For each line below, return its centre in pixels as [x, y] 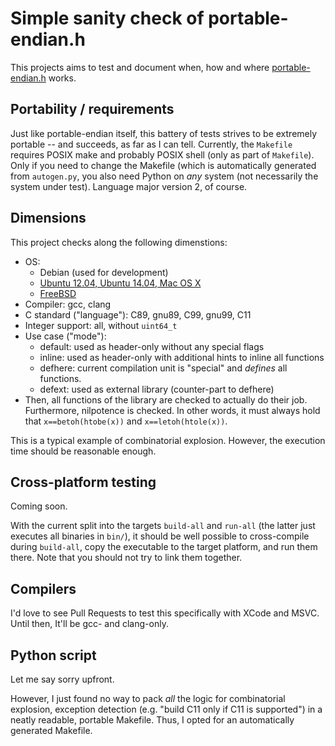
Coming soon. [39, 506]
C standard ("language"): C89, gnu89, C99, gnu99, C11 [138, 314]
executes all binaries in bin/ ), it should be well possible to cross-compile [160, 536]
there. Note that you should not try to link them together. [126, 558]
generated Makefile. [51, 730]
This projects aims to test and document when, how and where [140, 67]
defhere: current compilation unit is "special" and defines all [163, 368]
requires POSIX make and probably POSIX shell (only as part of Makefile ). [162, 154]
